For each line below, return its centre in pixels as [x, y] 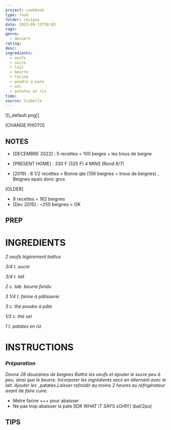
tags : [11, 29]
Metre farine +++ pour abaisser [46, 400]
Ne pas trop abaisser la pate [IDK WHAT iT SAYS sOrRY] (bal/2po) [82, 406]
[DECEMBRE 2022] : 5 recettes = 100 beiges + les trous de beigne [82, 154]
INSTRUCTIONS [40, 347]
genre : [12, 34]
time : [11, 96]
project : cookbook [25, 10]
